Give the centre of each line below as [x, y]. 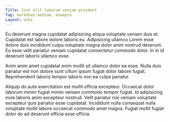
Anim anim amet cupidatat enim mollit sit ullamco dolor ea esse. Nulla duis [83, 66]
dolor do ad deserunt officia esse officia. [48, 114]
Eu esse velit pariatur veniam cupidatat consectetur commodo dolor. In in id [85, 51]
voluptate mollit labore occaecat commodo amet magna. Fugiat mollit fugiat [85, 109]
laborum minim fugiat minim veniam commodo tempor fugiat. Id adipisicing [84, 92]
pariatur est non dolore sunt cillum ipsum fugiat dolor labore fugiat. [76, 71]
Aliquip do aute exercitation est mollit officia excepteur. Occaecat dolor [80, 87]
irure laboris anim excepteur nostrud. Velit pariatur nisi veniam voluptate [81, 97]
